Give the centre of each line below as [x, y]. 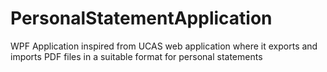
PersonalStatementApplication [141, 18]
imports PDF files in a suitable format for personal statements [136, 56]
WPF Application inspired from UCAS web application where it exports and [164, 46]
